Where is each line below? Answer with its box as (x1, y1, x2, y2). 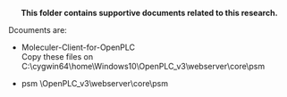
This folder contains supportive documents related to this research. (21, 8, 278, 18)
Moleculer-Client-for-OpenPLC (21, 42, 136, 53)
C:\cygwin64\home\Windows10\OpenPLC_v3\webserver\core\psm (21, 61, 266, 71)
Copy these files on (21, 52, 94, 61)
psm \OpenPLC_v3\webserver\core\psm (21, 78, 169, 88)
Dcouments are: (8, 25, 68, 35)
